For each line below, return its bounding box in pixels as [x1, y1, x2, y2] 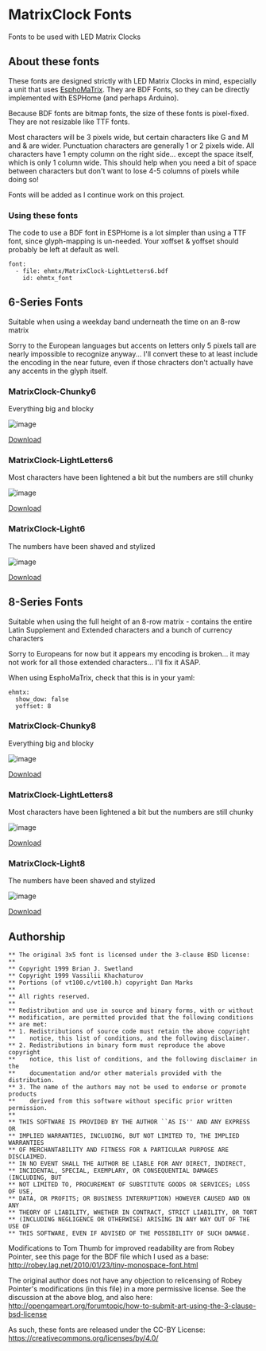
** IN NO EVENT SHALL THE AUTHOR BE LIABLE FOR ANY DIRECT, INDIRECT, [8, 1160, 247, 1168]
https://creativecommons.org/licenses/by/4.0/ [8, 1333, 159, 1343]
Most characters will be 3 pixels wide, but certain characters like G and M [8, 132, 249, 142]
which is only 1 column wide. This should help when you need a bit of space [8, 158, 256, 167]
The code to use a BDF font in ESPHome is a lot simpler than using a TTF [8, 228, 247, 238]
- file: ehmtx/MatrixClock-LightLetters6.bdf [15, 267, 169, 275]
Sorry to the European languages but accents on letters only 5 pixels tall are [8, 341, 256, 350]
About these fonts [8, 55, 100, 68]
